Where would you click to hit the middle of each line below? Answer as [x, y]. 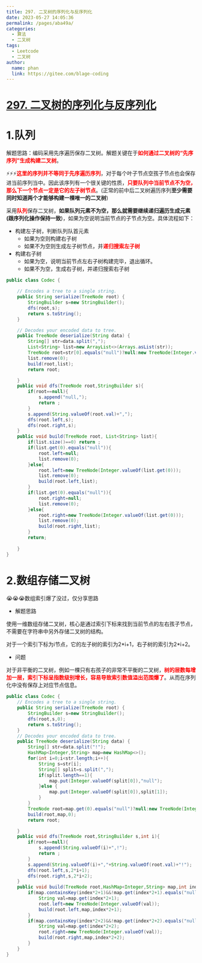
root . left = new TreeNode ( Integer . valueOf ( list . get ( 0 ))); [110, 470]
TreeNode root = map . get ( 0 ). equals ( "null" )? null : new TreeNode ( [106, 809]
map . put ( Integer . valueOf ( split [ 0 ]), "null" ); [106, 781]
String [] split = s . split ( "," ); [76, 769]
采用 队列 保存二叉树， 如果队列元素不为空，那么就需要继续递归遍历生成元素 [98, 211]
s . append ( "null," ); [63, 397]
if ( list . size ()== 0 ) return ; [64, 442]
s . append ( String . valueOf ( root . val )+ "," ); [81, 414]
